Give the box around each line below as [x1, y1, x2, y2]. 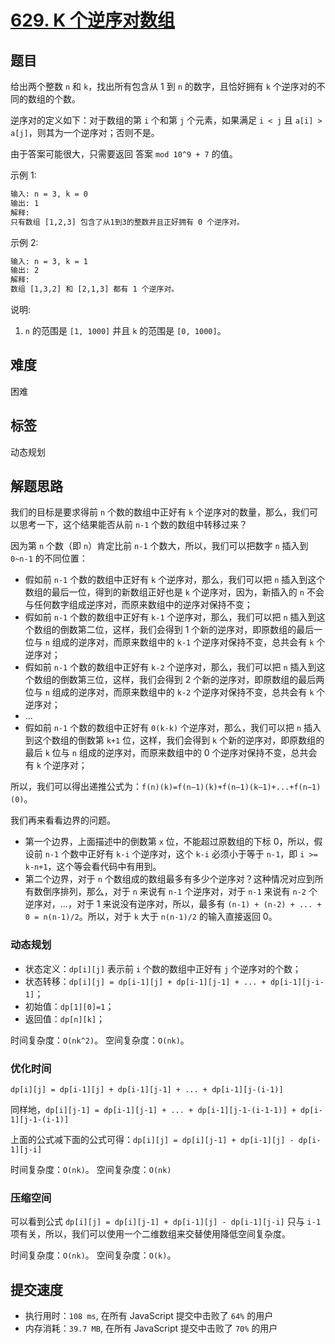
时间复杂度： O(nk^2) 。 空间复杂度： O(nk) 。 [10, 1034, 190, 1046]
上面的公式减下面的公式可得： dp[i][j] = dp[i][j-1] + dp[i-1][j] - [10, 1134, 295, 1146]
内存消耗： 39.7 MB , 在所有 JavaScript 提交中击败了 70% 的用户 [24, 1322, 278, 1335]
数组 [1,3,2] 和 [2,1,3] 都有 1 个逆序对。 [10, 284, 180, 295]
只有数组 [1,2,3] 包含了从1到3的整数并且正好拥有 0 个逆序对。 [10, 217, 245, 227]
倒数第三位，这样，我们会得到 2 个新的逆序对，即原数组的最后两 [59, 674, 325, 686]
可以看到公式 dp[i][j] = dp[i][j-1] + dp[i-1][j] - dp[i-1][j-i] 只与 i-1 [10, 1216, 322, 1228]
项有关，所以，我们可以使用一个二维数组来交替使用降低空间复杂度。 [10, 1228, 291, 1240]
